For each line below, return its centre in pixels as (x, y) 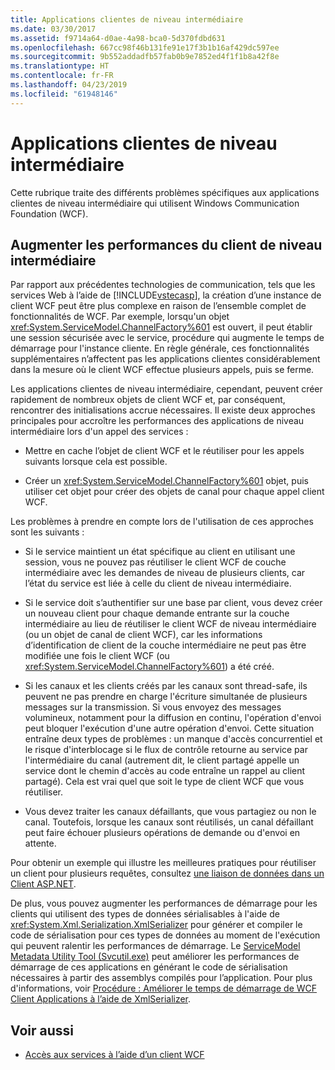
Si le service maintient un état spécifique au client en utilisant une (160, 552)
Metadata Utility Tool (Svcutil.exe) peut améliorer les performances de (155, 957)
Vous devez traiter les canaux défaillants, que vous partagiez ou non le (170, 812)
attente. (40, 843)
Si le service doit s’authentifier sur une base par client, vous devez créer (173, 603)
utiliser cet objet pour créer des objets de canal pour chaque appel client (174, 492)
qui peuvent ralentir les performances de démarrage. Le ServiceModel (155, 946)
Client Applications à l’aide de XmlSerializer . (101, 999)
